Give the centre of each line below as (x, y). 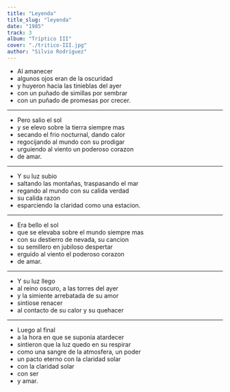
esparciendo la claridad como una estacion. (79, 205)
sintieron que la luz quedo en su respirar (74, 344)
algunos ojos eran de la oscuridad (65, 78)
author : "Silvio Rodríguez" (47, 52)
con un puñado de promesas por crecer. (74, 100)
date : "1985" (26, 26)
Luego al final (36, 330)
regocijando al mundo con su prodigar (71, 142)
